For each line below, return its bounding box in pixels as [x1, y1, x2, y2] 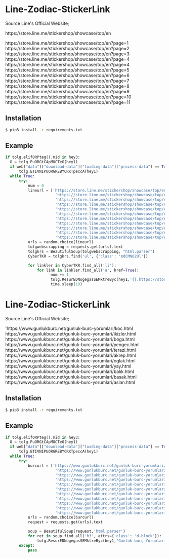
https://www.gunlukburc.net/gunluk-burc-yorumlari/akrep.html [5, 352, 136, 358]
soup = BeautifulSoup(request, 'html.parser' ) [27, 529, 125, 534]
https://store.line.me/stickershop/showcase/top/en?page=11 [5, 99, 131, 105]
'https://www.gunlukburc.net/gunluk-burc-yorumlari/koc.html [5, 325, 133, 331]
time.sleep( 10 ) [50, 282, 82, 287]
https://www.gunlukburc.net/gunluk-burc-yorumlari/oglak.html [5, 358, 136, 363]
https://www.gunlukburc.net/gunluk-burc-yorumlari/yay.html [5, 363, 132, 369]
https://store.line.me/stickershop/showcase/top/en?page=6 [5, 72, 130, 78]
